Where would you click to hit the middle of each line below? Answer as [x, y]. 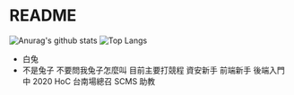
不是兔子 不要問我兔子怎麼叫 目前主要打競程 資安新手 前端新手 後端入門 [153, 70]
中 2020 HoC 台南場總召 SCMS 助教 [89, 81]
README [43, 16]
